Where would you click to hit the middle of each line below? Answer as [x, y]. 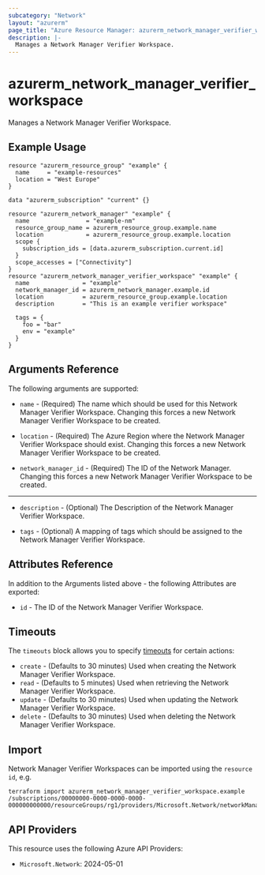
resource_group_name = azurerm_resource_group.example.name [116, 227]
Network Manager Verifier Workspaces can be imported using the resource [130, 769]
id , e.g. [20, 777]
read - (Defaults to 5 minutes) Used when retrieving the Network [124, 683]
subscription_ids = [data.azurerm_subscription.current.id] [123, 248]
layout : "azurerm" [38, 23]
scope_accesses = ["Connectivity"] [74, 262]
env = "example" [49, 331]
